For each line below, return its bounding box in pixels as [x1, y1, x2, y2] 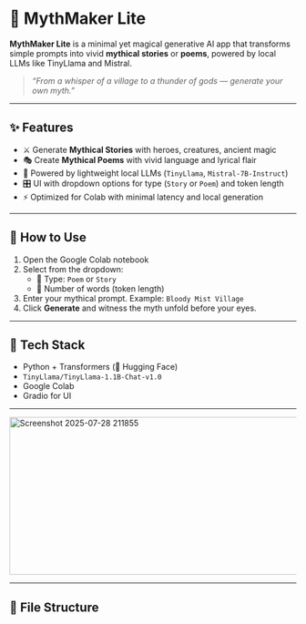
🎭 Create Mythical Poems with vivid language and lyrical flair [22, 154, 257, 165]
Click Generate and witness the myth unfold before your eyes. [22, 302, 257, 313]
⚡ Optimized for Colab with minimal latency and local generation [22, 191, 264, 202]
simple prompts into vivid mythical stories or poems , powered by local [9, 47, 276, 58]
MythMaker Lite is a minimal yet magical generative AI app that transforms [9, 38, 291, 49]
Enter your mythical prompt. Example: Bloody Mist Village [22, 292, 244, 303]
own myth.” [31, 85, 76, 96]
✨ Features [9, 120, 74, 136]
